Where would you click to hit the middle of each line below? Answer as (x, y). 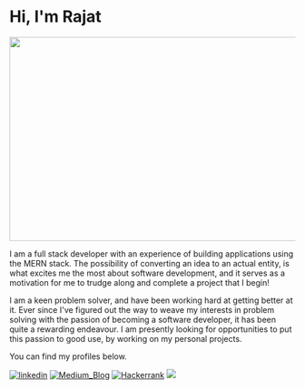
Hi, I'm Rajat (55, 17)
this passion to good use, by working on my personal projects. (126, 338)
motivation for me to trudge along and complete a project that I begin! (139, 282)
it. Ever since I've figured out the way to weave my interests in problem (142, 309)
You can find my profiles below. (68, 356)
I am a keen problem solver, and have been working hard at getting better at (151, 300)
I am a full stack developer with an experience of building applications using (152, 253)
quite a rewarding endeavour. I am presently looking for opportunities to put (151, 329)
